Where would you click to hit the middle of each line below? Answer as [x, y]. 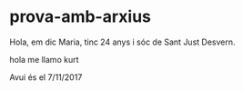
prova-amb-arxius [81, 17]
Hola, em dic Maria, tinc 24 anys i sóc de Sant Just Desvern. [122, 42]
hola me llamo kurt [44, 59]
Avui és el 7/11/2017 [46, 77]
